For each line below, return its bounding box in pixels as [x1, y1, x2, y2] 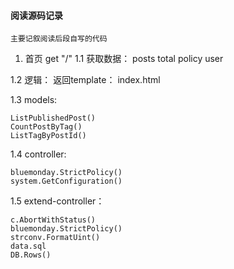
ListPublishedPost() [10, 113, 97, 124]
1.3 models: [10, 94, 58, 106]
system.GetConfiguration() [10, 176, 123, 187]
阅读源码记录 [10, 9, 63, 21]
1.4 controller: [10, 148, 67, 160]
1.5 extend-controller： [10, 195, 105, 207]
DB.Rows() [10, 250, 52, 260]
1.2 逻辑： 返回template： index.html [10, 74, 161, 86]
